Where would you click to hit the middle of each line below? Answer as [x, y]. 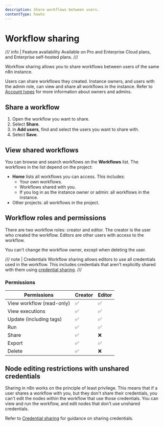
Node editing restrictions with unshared [67, 368]
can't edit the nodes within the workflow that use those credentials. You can [82, 398]
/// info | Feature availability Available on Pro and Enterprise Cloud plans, [78, 52]
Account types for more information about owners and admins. [69, 92]
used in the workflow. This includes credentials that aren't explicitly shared [80, 264]
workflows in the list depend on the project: [49, 167]
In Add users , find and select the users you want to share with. [76, 129]
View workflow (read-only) [39, 303]
